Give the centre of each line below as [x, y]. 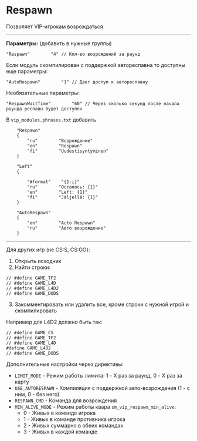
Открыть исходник [38, 261]
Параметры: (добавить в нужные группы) [59, 43]
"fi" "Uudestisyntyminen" [68, 151]
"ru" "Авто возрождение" [67, 228]
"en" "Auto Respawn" [61, 223]
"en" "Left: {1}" [57, 192]
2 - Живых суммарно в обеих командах [73, 425]
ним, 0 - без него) [37, 394]
